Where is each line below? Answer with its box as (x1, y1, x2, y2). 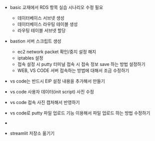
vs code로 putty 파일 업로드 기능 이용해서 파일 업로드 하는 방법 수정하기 (9, 110, 150, 116)
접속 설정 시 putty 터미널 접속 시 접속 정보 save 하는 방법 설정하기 (17, 61, 146, 67)
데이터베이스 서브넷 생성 (17, 15, 65, 21)
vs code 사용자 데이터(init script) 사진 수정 (9, 89, 94, 94)
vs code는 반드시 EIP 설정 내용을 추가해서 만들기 (9, 78, 105, 84)
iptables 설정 (17, 55, 43, 61)
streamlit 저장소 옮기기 (9, 130, 55, 136)
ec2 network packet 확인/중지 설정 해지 (17, 49, 96, 54)
